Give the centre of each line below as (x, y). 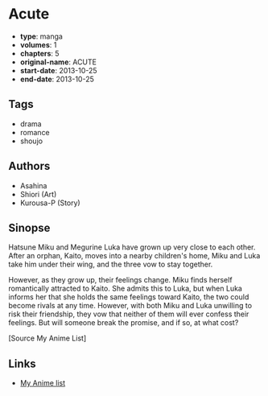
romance (35, 132)
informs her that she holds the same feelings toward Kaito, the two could (129, 297)
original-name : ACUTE (58, 62)
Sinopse (29, 227)
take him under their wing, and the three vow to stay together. (111, 264)
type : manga (41, 36)
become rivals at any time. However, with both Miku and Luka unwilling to (130, 306)
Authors (29, 166)
